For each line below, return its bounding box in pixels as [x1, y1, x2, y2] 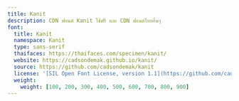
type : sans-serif [14, 43, 65, 51]
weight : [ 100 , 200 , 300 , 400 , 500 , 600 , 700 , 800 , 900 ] [20, 83, 190, 90]
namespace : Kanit [14, 37, 65, 44]
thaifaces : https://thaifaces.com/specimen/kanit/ [14, 51, 167, 58]
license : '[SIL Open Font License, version [14, 70, 144, 77]
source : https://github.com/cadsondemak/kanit [14, 63, 154, 70]
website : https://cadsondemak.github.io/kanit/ [14, 57, 158, 64]
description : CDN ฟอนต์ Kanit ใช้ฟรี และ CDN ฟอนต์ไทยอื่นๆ [7, 17, 161, 24]
